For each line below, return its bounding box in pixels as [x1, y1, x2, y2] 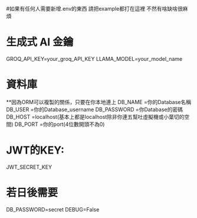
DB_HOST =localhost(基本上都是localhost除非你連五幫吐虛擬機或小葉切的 [6, 113, 185, 120]
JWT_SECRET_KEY [6, 163, 52, 170]
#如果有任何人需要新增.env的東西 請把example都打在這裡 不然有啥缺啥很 [6, 5, 183, 12]
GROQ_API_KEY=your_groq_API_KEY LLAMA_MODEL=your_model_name [6, 55, 183, 62]
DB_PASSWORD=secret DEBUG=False [6, 206, 100, 213]
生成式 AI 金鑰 [6, 35, 74, 49]
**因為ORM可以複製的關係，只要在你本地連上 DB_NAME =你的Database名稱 [6, 98, 192, 105]
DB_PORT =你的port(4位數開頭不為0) [14, 121, 105, 128]
